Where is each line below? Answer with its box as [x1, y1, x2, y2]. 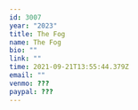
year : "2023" [9, 21, 58, 30]
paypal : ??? [9, 87, 53, 96]
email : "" [9, 71, 46, 80]
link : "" [9, 54, 42, 63]
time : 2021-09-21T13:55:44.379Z [9, 63, 129, 72]
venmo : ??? [9, 79, 50, 88]
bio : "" [9, 46, 38, 55]
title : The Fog [9, 29, 66, 38]
